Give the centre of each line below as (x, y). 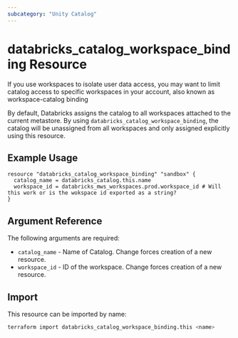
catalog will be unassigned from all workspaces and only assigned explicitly (119, 128)
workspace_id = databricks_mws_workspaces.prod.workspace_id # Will (118, 187)
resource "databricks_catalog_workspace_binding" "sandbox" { (102, 174)
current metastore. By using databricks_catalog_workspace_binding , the (113, 120)
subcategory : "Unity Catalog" (52, 14)
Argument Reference (55, 221)
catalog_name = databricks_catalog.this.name (83, 181)
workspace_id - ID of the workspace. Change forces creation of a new (120, 267)
